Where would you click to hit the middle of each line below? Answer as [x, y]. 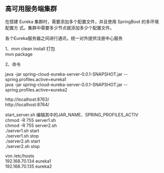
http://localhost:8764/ [27, 104]
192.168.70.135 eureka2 [29, 166]
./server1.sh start [22, 130]
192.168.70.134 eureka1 [28, 161]
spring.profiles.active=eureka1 [36, 79]
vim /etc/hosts [20, 156]
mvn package [19, 54]
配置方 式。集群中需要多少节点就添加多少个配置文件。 [60, 28]
